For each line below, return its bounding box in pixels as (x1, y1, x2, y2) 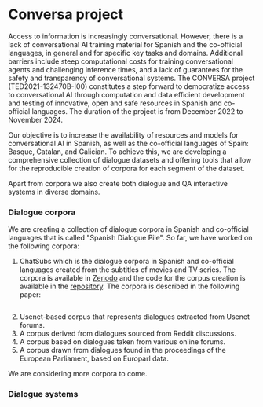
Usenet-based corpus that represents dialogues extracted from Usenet (19, 312, 250, 321)
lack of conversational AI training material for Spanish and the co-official (8, 39, 243, 49)
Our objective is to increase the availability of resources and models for (8, 130, 239, 139)
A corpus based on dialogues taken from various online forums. (19, 337, 226, 346)
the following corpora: (8, 241, 80, 251)
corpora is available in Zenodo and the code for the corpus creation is (19, 273, 246, 283)
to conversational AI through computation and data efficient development (8, 90, 245, 99)
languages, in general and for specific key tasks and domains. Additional (8, 48, 243, 57)
